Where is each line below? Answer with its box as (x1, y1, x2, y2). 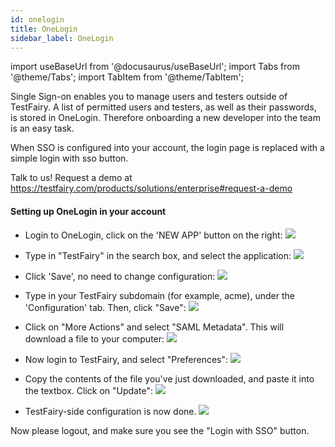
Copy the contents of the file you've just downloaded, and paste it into (24, 372, 315, 385)
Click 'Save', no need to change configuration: (24, 270, 216, 282)
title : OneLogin (10, 24, 78, 34)
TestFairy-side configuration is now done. (24, 405, 197, 417)
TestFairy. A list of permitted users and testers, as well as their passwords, (10, 101, 317, 113)
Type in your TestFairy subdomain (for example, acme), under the (24, 289, 295, 301)
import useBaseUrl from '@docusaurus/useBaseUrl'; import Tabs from (10, 61, 300, 73)
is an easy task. (10, 122, 75, 135)
